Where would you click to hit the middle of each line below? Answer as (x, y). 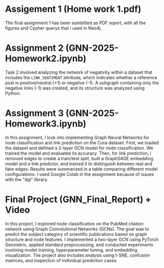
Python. (13, 93)
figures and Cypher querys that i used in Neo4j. (54, 28)
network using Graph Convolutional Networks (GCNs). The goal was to (77, 229)
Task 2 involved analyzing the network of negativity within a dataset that (79, 72)
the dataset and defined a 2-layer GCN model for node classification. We (79, 148)
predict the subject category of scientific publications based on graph (76, 234)
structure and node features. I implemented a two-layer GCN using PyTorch (82, 239)
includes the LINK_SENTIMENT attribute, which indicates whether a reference (81, 77)
